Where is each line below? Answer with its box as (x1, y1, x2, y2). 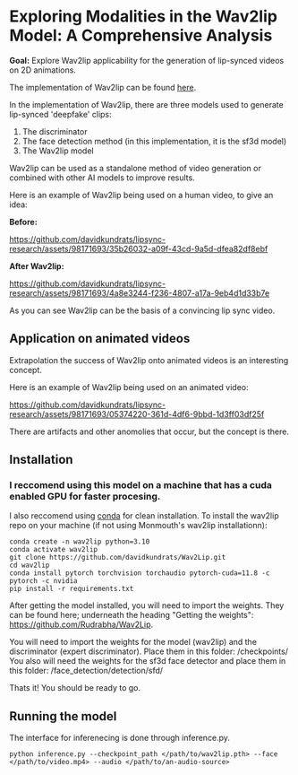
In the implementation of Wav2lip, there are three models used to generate (9, 99, 284, 109)
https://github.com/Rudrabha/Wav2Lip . (9, 619, 154, 630)
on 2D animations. (9, 65, 76, 75)
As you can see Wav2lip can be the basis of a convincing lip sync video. (9, 305, 276, 316)
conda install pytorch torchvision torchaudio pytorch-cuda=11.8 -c (9, 569, 270, 578)
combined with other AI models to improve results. (9, 172, 195, 183)
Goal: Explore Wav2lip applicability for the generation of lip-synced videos (9, 55, 285, 65)
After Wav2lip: (9, 260, 64, 271)
